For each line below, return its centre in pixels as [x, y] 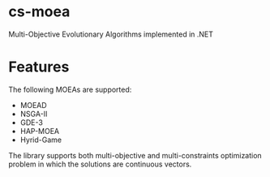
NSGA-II [34, 114]
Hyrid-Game [41, 140]
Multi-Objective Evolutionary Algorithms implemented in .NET [111, 34]
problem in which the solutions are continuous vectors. [100, 164]
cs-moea [39, 12]
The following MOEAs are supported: [70, 89]
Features [39, 67]
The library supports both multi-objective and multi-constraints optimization [135, 155]
